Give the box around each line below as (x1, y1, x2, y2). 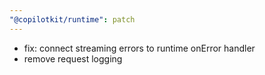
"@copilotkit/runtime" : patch (9, 14, 136, 25)
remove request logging (23, 52, 123, 65)
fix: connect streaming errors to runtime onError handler (23, 42, 256, 54)
